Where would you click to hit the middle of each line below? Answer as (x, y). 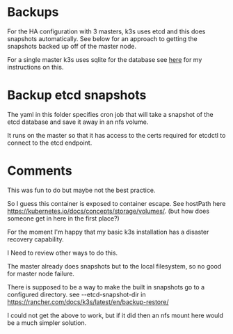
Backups (33, 12)
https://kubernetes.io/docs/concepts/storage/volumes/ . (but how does (109, 211)
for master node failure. (41, 273)
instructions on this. (35, 67)
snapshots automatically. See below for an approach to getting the (102, 38)
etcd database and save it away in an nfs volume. (78, 122)
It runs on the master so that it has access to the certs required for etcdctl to (116, 135)
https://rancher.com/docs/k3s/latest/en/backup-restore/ (88, 302)
